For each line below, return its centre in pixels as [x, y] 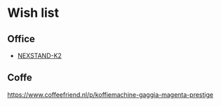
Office [21, 39]
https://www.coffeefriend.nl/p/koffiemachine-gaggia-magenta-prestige [110, 94]
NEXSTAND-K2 [39, 55]
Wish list [33, 13]
